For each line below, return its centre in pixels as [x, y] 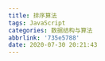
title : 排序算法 [33, 15]
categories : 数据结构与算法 [51, 30]
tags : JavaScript [37, 23]
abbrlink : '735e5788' [44, 38]
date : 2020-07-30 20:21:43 [53, 45]
